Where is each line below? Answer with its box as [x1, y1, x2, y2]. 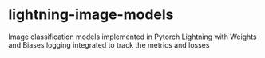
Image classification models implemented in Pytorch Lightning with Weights [8, 32, 257, 41]
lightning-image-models [8, 6, 174, 24]
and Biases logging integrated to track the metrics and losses [8, 40, 210, 49]
